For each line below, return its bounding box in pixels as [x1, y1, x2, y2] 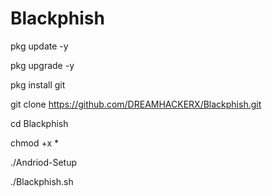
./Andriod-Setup [10, 156, 78, 168]
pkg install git [10, 78, 66, 91]
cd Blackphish [10, 117, 69, 129]
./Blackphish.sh [10, 175, 74, 187]
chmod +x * [10, 137, 59, 149]
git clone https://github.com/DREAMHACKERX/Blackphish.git [10, 98, 262, 110]
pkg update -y [10, 40, 69, 52]
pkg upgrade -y [10, 59, 75, 71]
